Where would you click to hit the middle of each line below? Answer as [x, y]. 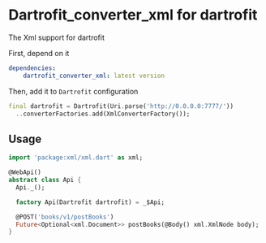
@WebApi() [25, 172]
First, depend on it [39, 53]
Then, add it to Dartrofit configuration [73, 91]
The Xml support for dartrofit [57, 37]
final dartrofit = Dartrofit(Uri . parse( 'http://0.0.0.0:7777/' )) [121, 106]
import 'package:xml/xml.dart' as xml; [76, 158]
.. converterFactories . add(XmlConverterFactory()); [103, 114]
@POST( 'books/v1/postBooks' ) [65, 217]
